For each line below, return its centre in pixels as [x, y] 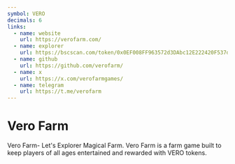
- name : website [37, 33]
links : [17, 27]
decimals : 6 [24, 20]
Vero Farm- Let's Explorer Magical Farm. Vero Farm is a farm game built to [114, 146]
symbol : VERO [26, 14]
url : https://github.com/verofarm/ [72, 66]
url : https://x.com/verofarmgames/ [72, 79]
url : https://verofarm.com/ [60, 40]
